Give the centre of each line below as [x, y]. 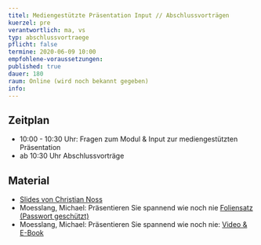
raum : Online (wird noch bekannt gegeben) [78, 81]
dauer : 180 [26, 74]
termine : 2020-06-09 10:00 [52, 52]
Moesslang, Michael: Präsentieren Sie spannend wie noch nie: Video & [133, 224]
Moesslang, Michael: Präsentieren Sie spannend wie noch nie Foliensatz [136, 208]
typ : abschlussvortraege [49, 37]
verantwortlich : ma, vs [47, 30]
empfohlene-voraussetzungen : [56, 60]
